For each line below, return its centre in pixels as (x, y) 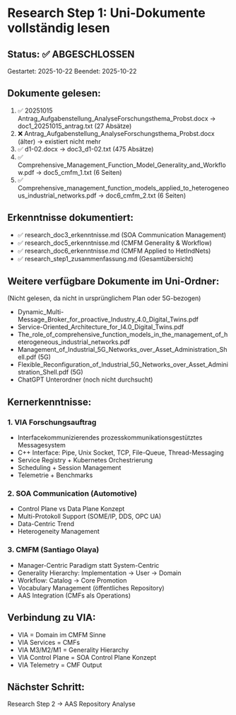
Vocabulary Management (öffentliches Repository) (91, 588)
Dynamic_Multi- (41, 312)
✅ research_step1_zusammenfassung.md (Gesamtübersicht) (105, 258)
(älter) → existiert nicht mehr (59, 141)
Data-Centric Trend (46, 524)
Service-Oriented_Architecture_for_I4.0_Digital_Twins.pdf (101, 327)
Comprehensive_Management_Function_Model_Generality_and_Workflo (122, 165)
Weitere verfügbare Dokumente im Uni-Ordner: (113, 281)
